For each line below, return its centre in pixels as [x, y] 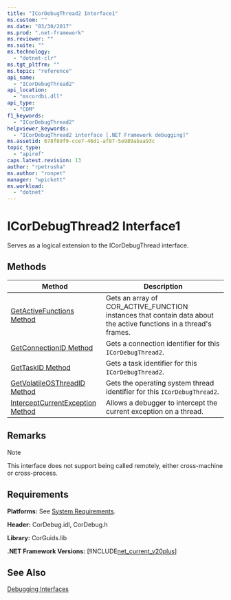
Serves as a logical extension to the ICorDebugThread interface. [98, 245]
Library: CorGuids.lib [37, 537]
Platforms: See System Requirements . [61, 511]
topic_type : [24, 148]
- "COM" [24, 109]
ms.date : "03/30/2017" [40, 26]
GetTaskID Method [41, 367]
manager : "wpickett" [37, 179]
